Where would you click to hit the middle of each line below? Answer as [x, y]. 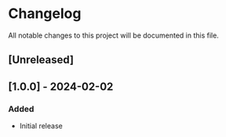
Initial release [41, 126]
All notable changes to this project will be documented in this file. [114, 35]
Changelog [45, 14]
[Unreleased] [41, 60]
